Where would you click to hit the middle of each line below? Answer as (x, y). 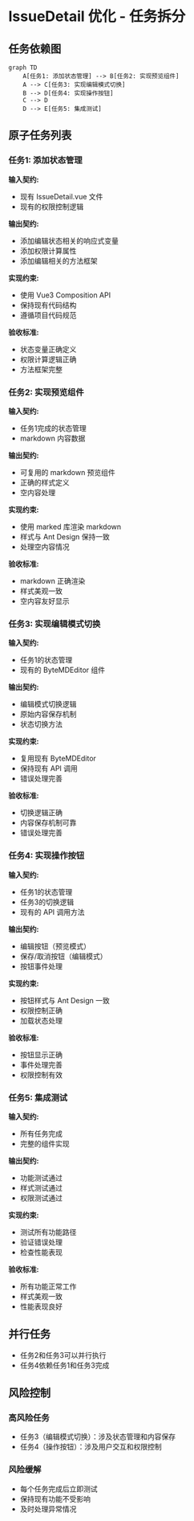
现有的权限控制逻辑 (52, 207)
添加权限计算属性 (48, 251)
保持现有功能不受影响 (55, 1498)
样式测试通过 (41, 1187)
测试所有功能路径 (48, 1232)
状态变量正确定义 (48, 349)
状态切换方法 (41, 724)
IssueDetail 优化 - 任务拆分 (97, 16)
